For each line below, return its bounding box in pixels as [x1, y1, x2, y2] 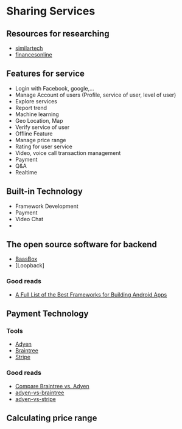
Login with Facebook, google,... [15, 84, 94, 92]
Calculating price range [6, 413, 97, 424]
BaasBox [15, 255, 38, 263]
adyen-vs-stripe [15, 395, 56, 402]
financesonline [15, 51, 53, 58]
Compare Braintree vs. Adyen [15, 382, 89, 390]
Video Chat [15, 215, 44, 222]
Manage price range [15, 136, 66, 143]
